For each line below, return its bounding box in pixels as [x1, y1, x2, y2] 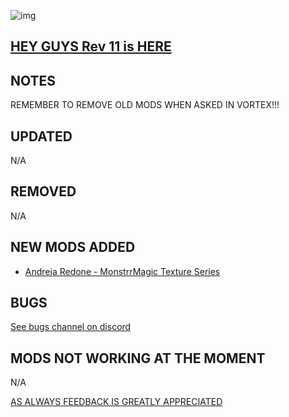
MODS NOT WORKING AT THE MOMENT [10, 350, 266, 367]
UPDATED [10, 128, 73, 145]
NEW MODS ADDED [10, 239, 136, 256]
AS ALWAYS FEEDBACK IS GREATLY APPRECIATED [10, 396, 223, 408]
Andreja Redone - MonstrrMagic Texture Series [24, 265, 221, 277]
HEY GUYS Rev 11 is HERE [10, 38, 172, 55]
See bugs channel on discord [10, 321, 132, 333]
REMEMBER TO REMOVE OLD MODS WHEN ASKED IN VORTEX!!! [10, 99, 280, 111]
